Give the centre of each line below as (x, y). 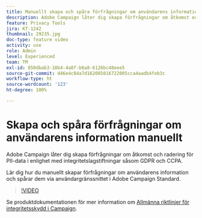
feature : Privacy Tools (36, 23)
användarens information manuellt (94, 138)
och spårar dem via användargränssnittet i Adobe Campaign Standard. (93, 178)
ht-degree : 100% (26, 90)
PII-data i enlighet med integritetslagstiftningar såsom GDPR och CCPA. (95, 160)
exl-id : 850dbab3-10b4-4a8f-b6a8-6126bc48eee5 (66, 68)
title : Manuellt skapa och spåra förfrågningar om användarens (87, 12)
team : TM (17, 62)
